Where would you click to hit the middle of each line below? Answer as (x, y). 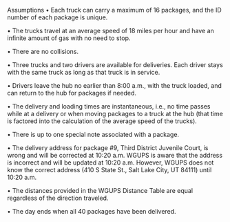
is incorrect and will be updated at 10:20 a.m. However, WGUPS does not (111, 163)
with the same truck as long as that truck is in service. (84, 72)
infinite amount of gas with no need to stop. (69, 38)
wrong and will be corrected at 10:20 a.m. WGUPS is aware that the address (115, 155)
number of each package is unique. (57, 17)
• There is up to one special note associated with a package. (93, 135)
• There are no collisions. (43, 52)
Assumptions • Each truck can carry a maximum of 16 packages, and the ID (114, 10)
